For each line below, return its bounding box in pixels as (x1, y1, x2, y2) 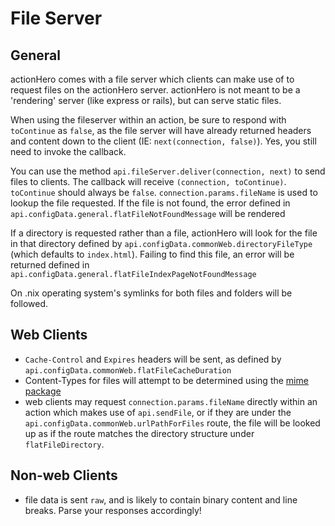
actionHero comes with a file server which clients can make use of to (10, 73, 295, 85)
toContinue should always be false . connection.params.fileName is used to (10, 187, 318, 198)
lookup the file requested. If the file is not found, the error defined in (10, 197, 291, 209)
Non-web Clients (10, 467, 118, 484)
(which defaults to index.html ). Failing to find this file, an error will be (10, 248, 295, 260)
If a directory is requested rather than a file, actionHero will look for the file (10, 227, 318, 239)
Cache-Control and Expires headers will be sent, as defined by (24, 353, 282, 365)
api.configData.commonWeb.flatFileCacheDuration (24, 365, 232, 376)
